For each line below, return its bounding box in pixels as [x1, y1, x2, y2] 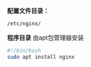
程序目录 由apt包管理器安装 [7, 33, 84, 42]
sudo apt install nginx [7, 53, 75, 60]
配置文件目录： [7, 7, 49, 14]
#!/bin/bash [7, 47, 41, 54]
